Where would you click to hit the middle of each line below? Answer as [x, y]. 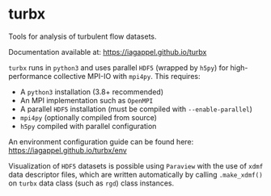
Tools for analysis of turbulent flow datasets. [83, 36]
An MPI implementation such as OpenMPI [87, 100]
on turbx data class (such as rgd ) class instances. [91, 183]
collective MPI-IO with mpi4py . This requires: [127, 76]
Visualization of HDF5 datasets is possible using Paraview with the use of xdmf [136, 165]
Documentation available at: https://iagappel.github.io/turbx [108, 52]
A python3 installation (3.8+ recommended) [92, 92]
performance [30, 76]
